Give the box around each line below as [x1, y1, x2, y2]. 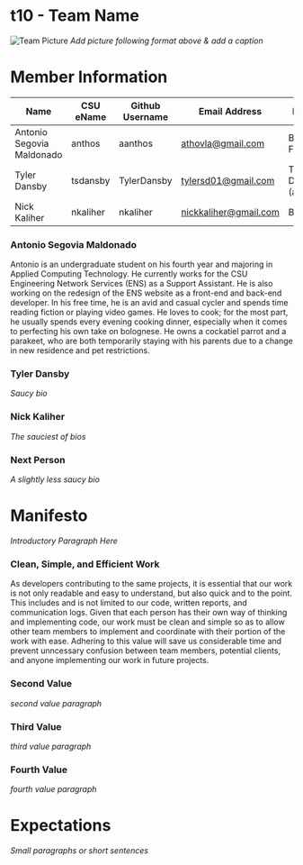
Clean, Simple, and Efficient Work [10, 558, 160, 570]
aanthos [119, 137, 154, 150]
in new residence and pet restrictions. [10, 345, 151, 356]
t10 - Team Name [10, 5, 140, 26]
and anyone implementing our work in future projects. [10, 655, 209, 666]
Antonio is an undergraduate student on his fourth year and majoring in [10, 259, 273, 270]
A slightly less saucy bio [10, 474, 100, 485]
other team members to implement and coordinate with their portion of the [10, 626, 286, 637]
